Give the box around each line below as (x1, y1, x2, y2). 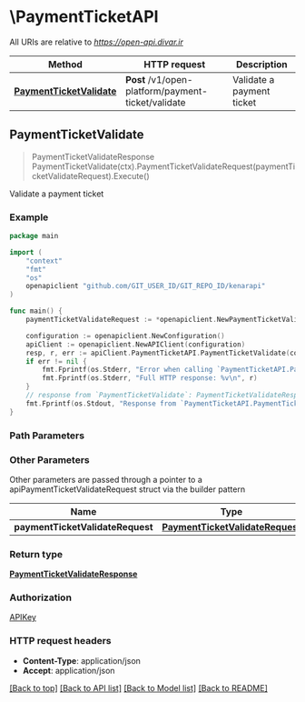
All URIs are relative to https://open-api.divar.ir (9, 36, 183, 47)
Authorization (9, 591, 73, 604)
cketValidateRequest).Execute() (31, 170, 150, 181)
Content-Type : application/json (22, 655, 141, 666)
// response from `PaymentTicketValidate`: (25, 391, 193, 400)
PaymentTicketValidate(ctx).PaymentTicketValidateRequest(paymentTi (31, 161, 296, 172)
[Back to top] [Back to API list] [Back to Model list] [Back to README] (9, 682, 268, 693)
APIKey (9, 612, 36, 623)
